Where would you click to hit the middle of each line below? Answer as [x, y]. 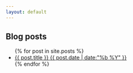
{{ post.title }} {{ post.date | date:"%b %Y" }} [70, 58]
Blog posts [26, 37]
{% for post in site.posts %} [49, 51]
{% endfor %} [32, 64]
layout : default [26, 12]
